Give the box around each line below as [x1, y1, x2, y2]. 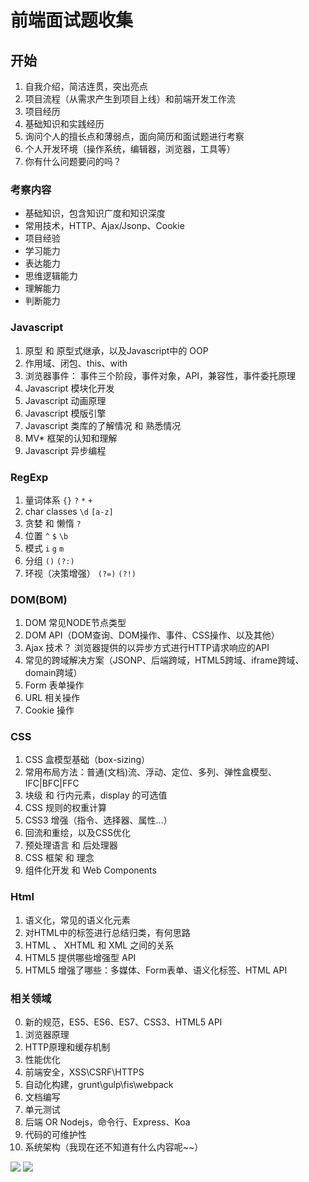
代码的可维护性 [24, 1129, 87, 1141]
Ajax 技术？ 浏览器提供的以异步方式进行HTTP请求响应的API [24, 642, 270, 654]
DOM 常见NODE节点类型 [24, 617, 127, 629]
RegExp [10, 470, 49, 484]
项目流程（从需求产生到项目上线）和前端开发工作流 [24, 93, 236, 105]
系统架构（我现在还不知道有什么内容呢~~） [24, 1141, 204, 1153]
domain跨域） [24, 667, 83, 679]
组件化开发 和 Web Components [24, 864, 157, 876]
